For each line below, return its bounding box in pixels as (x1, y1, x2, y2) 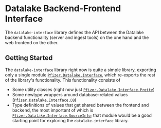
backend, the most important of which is (12, 107, 93, 113)
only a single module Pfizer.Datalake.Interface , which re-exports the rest (5, 72, 156, 78)
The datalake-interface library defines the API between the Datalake (5, 29, 144, 35)
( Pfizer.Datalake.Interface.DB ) (12, 97, 77, 103)
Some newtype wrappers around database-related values (12, 91, 128, 97)
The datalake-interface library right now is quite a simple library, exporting (5, 67, 157, 73)
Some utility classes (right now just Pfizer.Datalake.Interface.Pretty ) (12, 86, 155, 92)
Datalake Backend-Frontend (5, 3, 121, 14)
